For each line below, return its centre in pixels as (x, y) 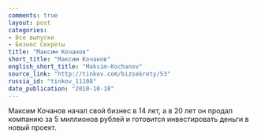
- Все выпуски (32, 37)
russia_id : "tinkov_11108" (52, 81)
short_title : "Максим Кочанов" (60, 60)
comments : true (33, 15)
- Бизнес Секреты (37, 45)
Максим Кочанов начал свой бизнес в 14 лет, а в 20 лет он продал (120, 111)
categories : (28, 30)
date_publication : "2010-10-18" (61, 88)
